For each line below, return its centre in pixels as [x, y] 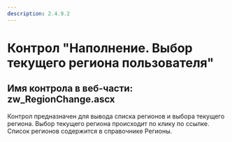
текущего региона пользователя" [111, 63]
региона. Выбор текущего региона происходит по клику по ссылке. [108, 123]
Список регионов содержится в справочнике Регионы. [90, 131]
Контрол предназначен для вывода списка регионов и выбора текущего [116, 116]
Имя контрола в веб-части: [70, 89]
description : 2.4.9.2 [39, 14]
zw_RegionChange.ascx [61, 99]
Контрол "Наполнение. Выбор [100, 48]
